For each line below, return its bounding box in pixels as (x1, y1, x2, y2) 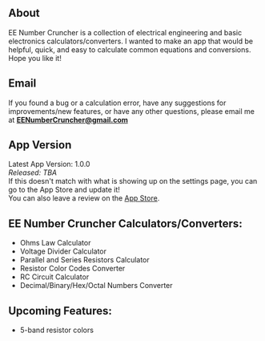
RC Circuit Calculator (19, 272, 90, 282)
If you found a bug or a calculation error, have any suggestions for (8, 98, 227, 108)
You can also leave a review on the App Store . (8, 193, 160, 203)
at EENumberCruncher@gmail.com (8, 115, 128, 124)
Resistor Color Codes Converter (19, 264, 126, 274)
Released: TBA (8, 168, 58, 177)
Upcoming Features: (8, 304, 112, 318)
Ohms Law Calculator (19, 238, 91, 248)
